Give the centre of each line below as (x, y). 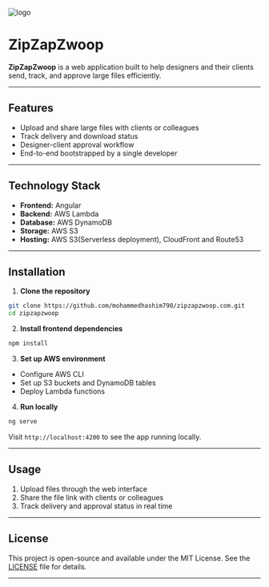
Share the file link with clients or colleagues (92, 497)
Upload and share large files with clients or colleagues (109, 128)
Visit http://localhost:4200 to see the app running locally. (105, 436)
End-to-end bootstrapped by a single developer (98, 153)
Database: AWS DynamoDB (66, 222)
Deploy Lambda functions (62, 391)
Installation (37, 271)
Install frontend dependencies (71, 329)
